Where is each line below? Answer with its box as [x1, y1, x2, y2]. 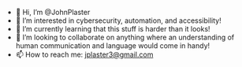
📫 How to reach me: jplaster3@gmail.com [15, 50, 154, 59]
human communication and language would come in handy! [15, 41, 210, 50]
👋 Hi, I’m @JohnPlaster [15, 8, 91, 17]
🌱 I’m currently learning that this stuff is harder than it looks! [15, 24, 210, 33]
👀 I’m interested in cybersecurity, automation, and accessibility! [15, 16, 222, 25]
